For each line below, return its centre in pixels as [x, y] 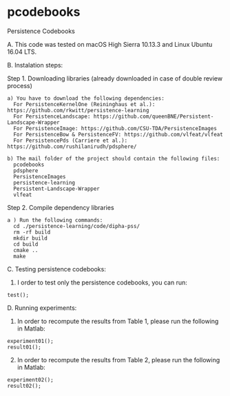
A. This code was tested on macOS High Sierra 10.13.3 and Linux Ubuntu [110, 44]
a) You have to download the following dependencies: [86, 98]
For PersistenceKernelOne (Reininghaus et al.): [84, 104]
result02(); [24, 386]
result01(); [24, 347]
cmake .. [26, 250]
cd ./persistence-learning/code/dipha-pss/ [76, 226]
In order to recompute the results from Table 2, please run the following [118, 359]
